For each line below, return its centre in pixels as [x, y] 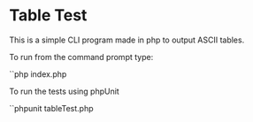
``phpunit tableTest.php [51, 108]
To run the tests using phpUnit [64, 91]
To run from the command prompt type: [81, 57]
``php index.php [38, 74]
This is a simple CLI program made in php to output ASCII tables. [127, 40]
